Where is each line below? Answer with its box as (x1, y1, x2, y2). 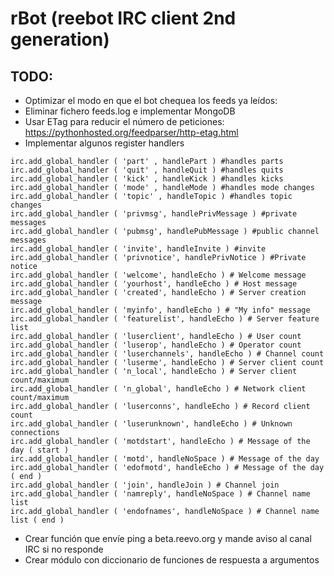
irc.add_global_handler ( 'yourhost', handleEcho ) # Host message (10, 279, 298, 289)
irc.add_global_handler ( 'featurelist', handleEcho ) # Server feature (10, 314, 320, 324)
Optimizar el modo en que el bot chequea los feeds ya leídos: (24, 95, 278, 106)
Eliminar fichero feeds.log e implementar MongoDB (24, 105, 236, 117)
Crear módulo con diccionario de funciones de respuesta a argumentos (24, 554, 320, 566)
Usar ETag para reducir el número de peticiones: (24, 116, 225, 127)
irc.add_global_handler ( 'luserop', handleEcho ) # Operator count (10, 340, 302, 350)
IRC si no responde (24, 543, 104, 555)
